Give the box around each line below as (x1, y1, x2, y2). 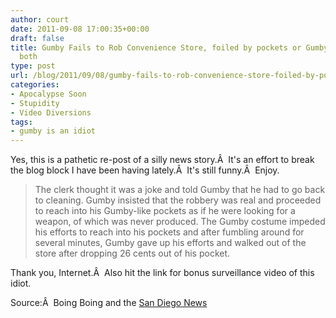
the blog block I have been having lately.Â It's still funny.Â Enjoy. (10, 164, 280, 176)
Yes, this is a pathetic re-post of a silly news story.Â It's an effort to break (10, 154, 315, 166)
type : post (10, 61, 56, 71)
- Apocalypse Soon (10, 89, 87, 99)
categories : (10, 80, 60, 90)
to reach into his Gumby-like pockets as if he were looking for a (34, 205, 296, 217)
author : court (10, 14, 70, 25)
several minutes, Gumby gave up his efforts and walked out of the (34, 237, 307, 249)
